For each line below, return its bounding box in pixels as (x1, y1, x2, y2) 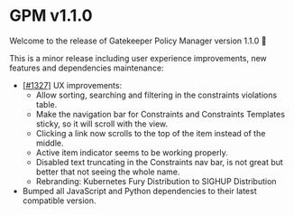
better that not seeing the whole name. (35, 166, 180, 177)
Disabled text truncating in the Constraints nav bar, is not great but (35, 156, 284, 167)
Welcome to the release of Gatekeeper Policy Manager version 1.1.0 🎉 (9, 35, 267, 46)
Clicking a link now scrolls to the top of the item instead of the (35, 127, 266, 138)
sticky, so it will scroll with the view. (35, 118, 169, 129)
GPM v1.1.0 (9, 5, 93, 26)
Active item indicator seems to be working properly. (35, 146, 228, 158)
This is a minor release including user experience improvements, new (9, 52, 268, 63)
